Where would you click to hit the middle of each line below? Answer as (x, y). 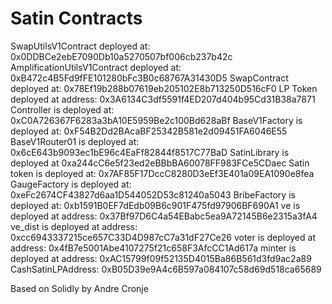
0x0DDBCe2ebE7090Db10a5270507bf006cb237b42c (121, 56)
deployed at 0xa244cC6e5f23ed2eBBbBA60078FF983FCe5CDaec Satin (160, 163)
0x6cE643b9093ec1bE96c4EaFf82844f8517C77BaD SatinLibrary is (150, 152)
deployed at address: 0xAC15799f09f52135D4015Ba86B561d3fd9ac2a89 (161, 258)
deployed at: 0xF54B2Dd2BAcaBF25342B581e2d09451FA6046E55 (149, 131)
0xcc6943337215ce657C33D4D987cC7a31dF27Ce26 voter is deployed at (163, 237)
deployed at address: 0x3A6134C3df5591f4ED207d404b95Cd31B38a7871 (163, 99)
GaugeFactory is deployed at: (71, 184)
